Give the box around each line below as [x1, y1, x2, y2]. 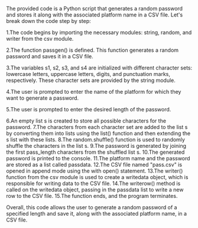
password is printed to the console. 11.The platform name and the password [6, 155, 190, 161]
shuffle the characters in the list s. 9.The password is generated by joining [6, 143, 187, 149]
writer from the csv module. [6, 35, 74, 42]
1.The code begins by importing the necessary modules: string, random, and [6, 29, 192, 36]
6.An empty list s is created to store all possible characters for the [6, 117, 167, 124]
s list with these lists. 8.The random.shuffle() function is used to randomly [6, 136, 185, 143]
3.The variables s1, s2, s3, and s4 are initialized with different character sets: [6, 64, 193, 71]
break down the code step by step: [6, 18, 92, 24]
